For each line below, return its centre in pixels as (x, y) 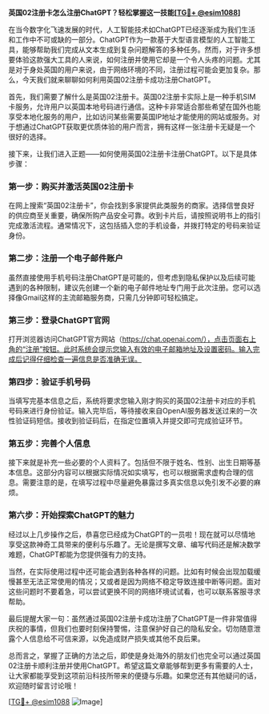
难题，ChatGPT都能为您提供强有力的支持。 (79, 554)
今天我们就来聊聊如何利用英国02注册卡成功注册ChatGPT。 (118, 80)
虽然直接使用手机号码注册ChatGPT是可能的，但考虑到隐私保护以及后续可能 (132, 277)
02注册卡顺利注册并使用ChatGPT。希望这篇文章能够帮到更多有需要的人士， (133, 665)
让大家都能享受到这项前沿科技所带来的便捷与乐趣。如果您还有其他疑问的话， (134, 676)
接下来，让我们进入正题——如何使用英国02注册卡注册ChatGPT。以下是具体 (133, 154)
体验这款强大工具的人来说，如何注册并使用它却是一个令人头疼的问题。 (130, 60)
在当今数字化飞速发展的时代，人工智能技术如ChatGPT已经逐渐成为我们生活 (132, 30)
